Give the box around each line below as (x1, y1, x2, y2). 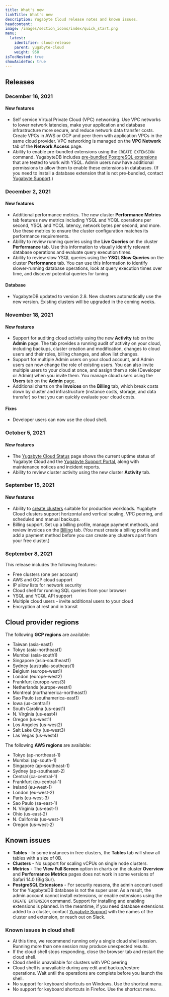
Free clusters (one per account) (12, 571, 78, 577)
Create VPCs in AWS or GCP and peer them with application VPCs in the (12, 132, 162, 139)
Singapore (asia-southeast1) (12, 657, 71, 663)
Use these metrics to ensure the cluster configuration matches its (12, 227, 148, 233)
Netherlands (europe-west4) (12, 684, 72, 690)
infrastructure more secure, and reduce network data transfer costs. (12, 127, 154, 133)
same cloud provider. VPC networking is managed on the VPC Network (12, 138, 161, 144)
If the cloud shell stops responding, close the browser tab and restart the (12, 949, 164, 955)
